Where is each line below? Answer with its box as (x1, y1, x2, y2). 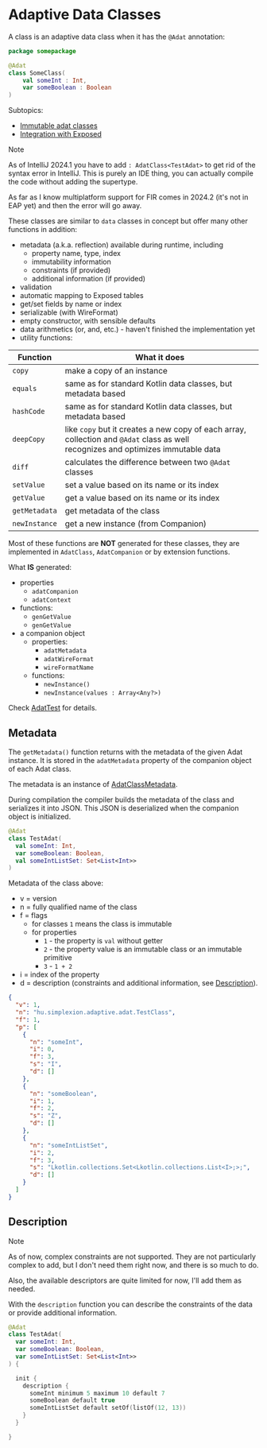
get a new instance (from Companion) (64, 518, 207, 529)
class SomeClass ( (8, 69, 66, 77)
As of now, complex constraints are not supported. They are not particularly (8, 1252, 257, 1261)
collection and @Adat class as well (64, 434, 189, 445)
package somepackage (8, 47, 77, 55)
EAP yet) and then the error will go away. (8, 201, 142, 211)
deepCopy (12, 435, 45, 444)
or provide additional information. (8, 1307, 118, 1317)
